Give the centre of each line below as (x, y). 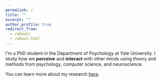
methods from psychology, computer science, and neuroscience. (74, 64)
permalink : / (19, 10)
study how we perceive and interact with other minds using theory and (81, 58)
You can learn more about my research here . (53, 74)
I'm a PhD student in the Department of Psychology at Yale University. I (80, 53)
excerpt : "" (18, 19)
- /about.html (25, 39)
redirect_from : (22, 29)
